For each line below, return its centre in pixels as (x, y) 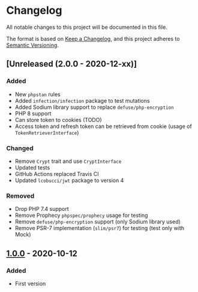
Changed (20, 148)
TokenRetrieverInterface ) (47, 132)
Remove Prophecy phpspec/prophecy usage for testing (81, 215)
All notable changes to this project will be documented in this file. (87, 27)
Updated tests (32, 167)
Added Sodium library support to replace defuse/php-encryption (94, 107)
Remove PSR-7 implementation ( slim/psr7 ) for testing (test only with (100, 228)
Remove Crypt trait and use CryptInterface (68, 161)
